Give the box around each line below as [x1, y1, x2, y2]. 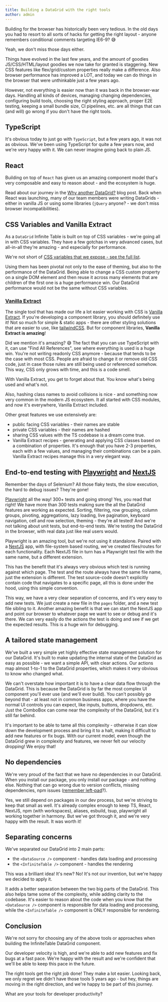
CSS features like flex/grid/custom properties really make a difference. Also [5, 66, 161, 73]
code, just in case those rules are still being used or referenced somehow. [5, 361, 157, 367]
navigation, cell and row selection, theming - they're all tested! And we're [5, 518, 156, 524]
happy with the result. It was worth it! [5, 818, 81, 824]
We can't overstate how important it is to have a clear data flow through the [5, 680, 160, 686]
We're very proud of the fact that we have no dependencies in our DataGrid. [5, 771, 162, 777]
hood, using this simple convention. [5, 585, 78, 591]
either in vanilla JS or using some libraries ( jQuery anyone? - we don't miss [5, 200, 159, 206]
